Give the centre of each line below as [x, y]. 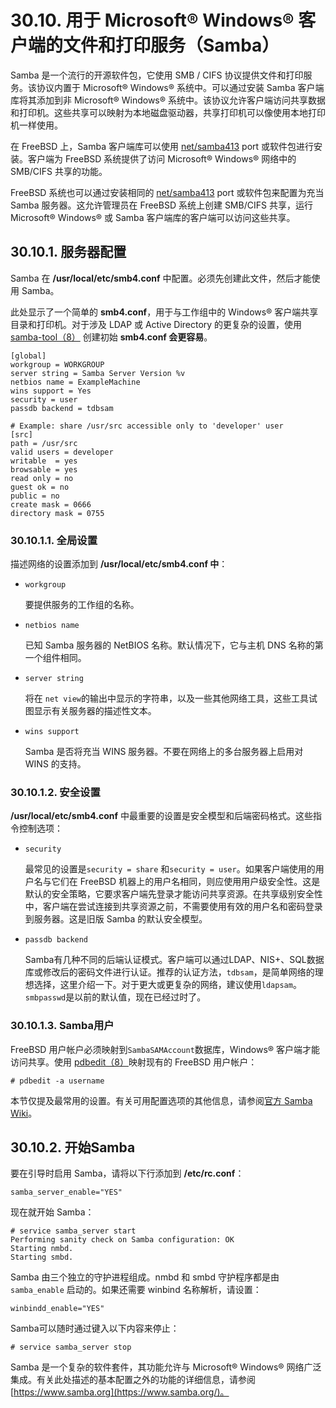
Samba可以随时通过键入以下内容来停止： [95, 1328]
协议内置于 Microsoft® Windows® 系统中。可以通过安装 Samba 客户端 [180, 87]
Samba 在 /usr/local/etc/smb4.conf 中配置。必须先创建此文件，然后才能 [161, 278]
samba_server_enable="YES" [66, 1192]
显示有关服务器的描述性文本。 [95, 711]
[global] [28, 356]
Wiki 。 [24, 1113]
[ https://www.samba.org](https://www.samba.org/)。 [120, 1392]
